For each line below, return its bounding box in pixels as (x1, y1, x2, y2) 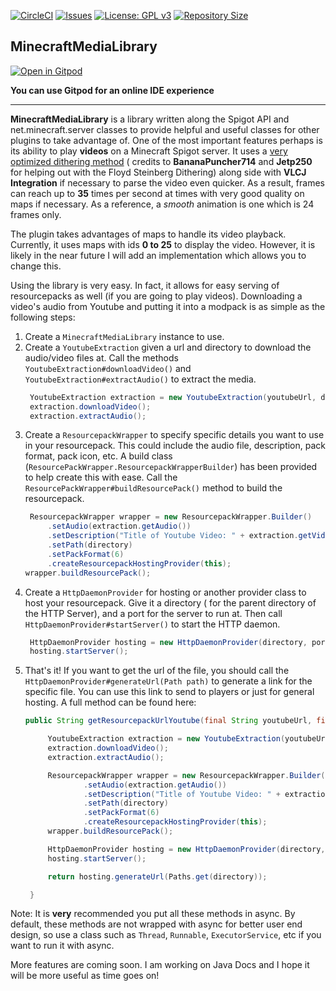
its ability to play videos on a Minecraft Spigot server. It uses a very (10, 145, 288, 157)
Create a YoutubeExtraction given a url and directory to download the (24, 341, 312, 353)
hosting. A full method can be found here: (24, 696, 197, 709)
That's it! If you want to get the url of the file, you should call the (24, 665, 290, 677)
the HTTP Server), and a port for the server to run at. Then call (24, 607, 283, 619)
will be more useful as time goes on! (10, 970, 160, 982)
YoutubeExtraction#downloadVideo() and (24, 362, 192, 374)
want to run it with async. (10, 940, 115, 952)
